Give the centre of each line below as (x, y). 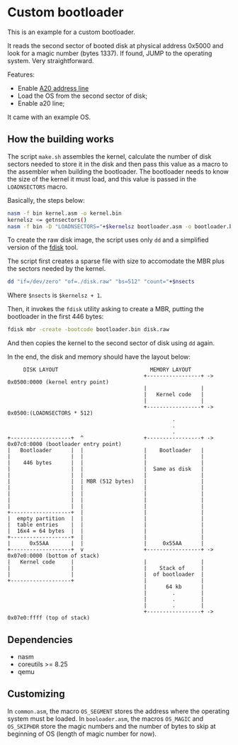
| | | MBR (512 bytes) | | (106, 482)
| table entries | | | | (106, 525)
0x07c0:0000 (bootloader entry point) (64, 444)
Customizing (36, 694)
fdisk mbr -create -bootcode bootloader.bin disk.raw (89, 330)
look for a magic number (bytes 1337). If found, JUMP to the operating (110, 53)
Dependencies (40, 640)
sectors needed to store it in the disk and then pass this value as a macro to (118, 164)
